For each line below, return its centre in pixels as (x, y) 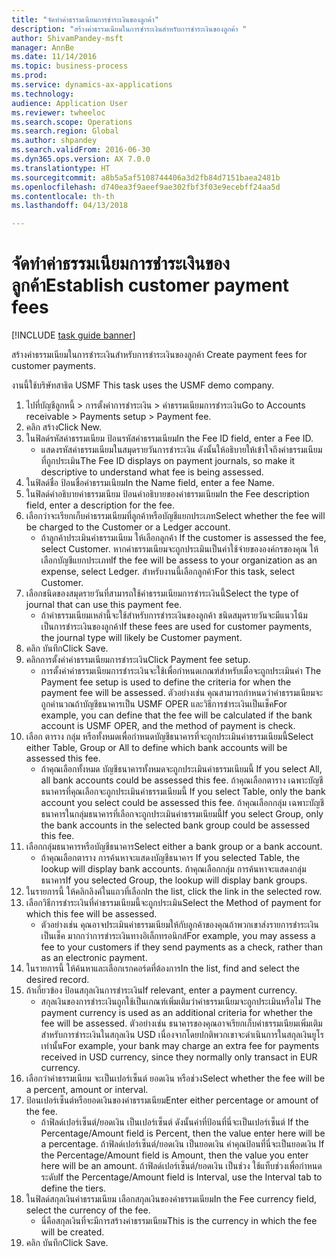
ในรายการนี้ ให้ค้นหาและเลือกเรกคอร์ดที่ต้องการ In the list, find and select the (163, 968)
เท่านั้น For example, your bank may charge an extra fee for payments (180, 1046)
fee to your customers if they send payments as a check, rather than (181, 947)
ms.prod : (29, 76)
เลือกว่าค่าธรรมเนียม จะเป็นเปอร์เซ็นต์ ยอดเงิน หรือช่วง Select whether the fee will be (175, 1078)
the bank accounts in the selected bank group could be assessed (175, 825)
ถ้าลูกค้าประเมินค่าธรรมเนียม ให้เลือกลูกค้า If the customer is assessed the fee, (183, 538)
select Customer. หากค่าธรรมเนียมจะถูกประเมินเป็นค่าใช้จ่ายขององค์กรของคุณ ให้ (179, 549)
